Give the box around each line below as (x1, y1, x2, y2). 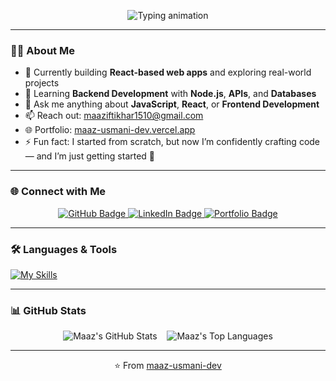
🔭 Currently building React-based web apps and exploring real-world (24, 66, 312, 79)
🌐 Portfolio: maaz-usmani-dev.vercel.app (24, 124, 196, 136)
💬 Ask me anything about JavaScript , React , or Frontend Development (24, 98, 320, 110)
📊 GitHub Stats (10, 303, 87, 317)
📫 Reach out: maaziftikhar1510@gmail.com (24, 110, 204, 122)
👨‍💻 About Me (10, 43, 75, 57)
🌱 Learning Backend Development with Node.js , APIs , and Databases (24, 88, 317, 100)
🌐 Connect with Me (10, 185, 107, 199)
